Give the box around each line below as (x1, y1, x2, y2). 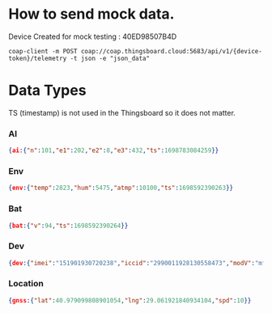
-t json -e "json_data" (70, 54, 151, 62)
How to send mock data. (8, 5, 175, 23)
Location (8, 278, 45, 290)
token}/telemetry (8, 54, 67, 62)
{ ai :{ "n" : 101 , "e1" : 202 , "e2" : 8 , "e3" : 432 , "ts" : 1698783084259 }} (8, 146, 219, 154)
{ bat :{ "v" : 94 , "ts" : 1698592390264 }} (8, 222, 129, 230)
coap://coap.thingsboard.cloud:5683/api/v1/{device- (80, 47, 263, 55)
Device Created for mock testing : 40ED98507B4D (8, 32, 177, 41)
